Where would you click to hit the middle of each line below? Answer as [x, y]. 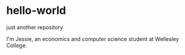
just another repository [35, 27]
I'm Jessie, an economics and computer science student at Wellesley [93, 39]
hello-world [36, 11]
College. [17, 45]
